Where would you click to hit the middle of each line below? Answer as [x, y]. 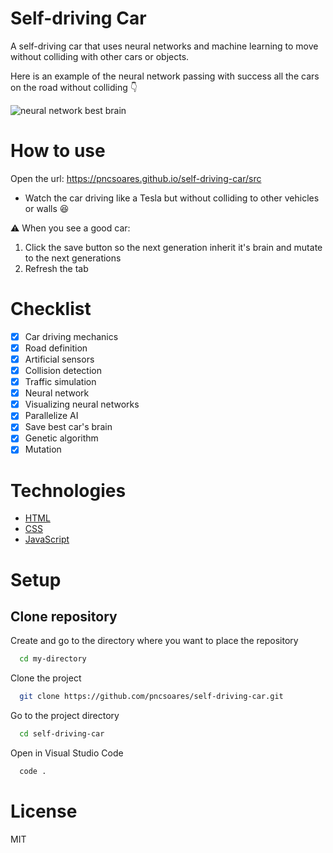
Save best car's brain [68, 427]
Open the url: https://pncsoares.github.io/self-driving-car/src [136, 178]
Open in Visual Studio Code [67, 753]
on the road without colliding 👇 [74, 87]
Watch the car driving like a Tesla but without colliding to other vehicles [172, 198]
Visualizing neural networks [82, 404]
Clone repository [64, 617]
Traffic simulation [60, 382]
